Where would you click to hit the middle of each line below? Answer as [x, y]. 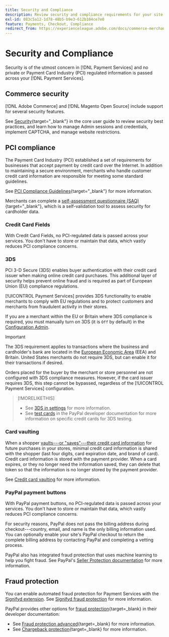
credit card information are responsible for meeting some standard [74, 176]
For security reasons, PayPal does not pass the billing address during [77, 524]
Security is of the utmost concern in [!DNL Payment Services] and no [77, 67]
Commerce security [37, 94]
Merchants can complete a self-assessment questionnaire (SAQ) [72, 201]
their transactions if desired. [34, 363]
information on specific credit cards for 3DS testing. [79, 419]
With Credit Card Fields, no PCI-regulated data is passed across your [77, 235]
